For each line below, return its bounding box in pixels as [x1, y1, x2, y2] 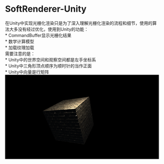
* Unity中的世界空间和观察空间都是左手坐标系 [5, 57, 96, 62]
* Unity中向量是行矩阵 [5, 69, 49, 75]
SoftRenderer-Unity [5, 3, 87, 15]
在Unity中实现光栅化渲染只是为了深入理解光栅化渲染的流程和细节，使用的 [5, 20, 153, 26]
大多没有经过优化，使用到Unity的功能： [9, 26, 89, 32]
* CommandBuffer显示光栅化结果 [5, 32, 72, 38]
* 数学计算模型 [5, 38, 34, 44]
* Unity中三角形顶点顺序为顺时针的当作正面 [5, 62, 92, 69]
